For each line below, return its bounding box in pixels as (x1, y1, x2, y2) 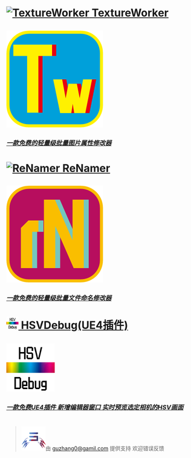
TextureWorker (91, 6, 169, 20)
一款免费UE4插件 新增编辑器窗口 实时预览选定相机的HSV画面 (6, 403, 184, 411)
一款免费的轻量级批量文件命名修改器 (6, 294, 112, 302)
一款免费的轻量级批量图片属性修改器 (6, 139, 112, 147)
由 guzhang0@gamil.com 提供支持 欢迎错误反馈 (45, 445, 164, 452)
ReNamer (62, 161, 111, 175)
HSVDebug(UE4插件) (21, 318, 129, 332)
